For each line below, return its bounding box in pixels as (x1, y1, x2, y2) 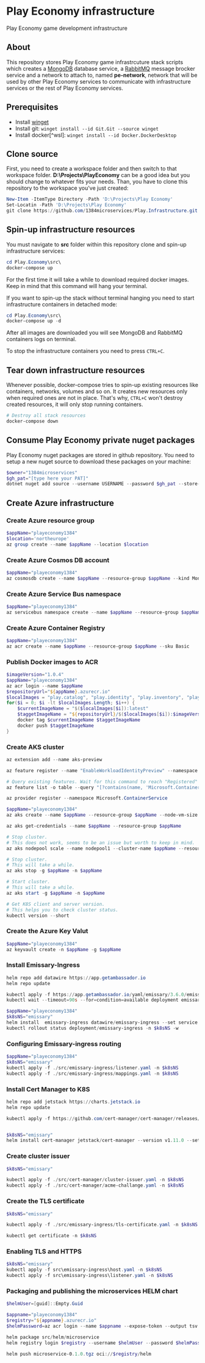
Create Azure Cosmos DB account (6, 555, 110, 564)
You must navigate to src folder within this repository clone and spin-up (6, 240, 187, 248)
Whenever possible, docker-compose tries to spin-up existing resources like (6, 381, 198, 389)
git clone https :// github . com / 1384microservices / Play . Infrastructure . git (6, 208, 198, 214)
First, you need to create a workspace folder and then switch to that (6, 165, 177, 172)
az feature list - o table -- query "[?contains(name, (6, 784, 143, 790)
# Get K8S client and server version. (6, 901, 105, 907)
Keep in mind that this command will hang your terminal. (6, 282, 148, 289)
